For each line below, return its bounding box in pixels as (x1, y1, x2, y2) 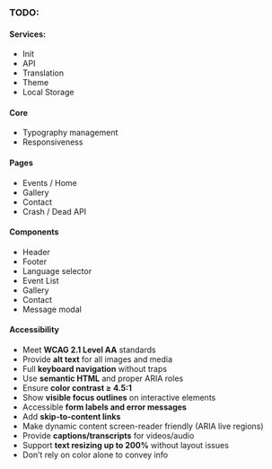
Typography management (22, 128, 118, 138)
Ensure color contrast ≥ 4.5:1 (22, 382, 132, 393)
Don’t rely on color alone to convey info (22, 449, 169, 460)
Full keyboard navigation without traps (22, 363, 168, 374)
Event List (22, 275, 60, 286)
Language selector (22, 265, 92, 276)
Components (9, 226, 59, 237)
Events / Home (22, 177, 78, 188)
